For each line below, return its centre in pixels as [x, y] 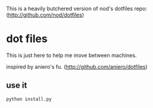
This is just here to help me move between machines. [71, 55]
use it [17, 85]
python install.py [29, 99]
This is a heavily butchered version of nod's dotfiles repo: [77, 9]
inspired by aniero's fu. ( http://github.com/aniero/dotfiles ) [77, 66]
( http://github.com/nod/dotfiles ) [45, 15]
